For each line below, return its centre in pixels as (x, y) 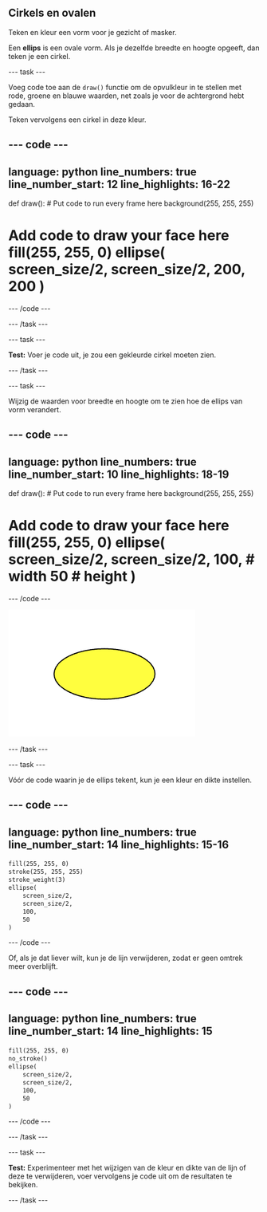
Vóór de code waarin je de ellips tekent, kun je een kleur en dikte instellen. (130, 780)
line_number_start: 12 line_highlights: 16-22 (120, 184)
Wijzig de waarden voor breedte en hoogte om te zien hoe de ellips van (126, 401)
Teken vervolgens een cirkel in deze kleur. (77, 120)
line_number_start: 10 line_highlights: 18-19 (119, 474)
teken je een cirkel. (39, 56)
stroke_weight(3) (37, 880)
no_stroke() (28, 1059)
